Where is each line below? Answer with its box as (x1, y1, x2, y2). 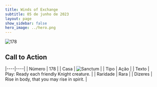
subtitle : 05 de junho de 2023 (5, 12, 69, 17)
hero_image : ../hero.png (5, 25, 56, 30)
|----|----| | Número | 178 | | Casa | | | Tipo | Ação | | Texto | (5, 65, 150, 71)
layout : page (5, 16, 32, 21)
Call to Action (5, 53, 48, 61)
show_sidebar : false (5, 21, 48, 26)
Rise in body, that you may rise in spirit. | (5, 76, 87, 82)
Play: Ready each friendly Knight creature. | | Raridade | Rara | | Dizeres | (5, 71, 153, 77)
